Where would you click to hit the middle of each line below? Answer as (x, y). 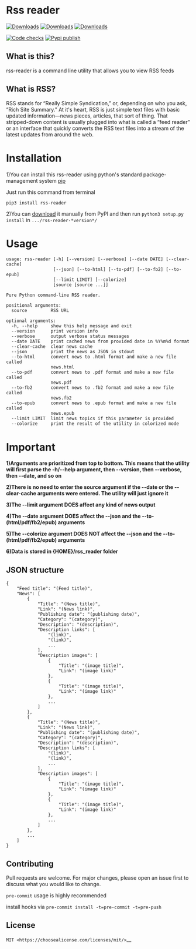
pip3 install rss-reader (36, 203)
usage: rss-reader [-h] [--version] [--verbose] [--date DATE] (85, 259)
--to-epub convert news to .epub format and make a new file (94, 403)
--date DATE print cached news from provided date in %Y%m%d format (101, 341)
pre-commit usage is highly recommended (56, 896)
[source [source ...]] (81, 285)
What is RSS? (31, 89)
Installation (34, 158)
